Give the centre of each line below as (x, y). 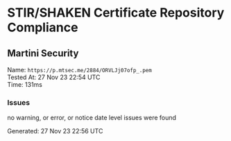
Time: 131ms (25, 84)
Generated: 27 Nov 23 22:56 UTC (55, 131)
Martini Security (43, 53)
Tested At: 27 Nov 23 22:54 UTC (54, 77)
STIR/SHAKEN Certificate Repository (116, 13)
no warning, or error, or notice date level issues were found (92, 118)
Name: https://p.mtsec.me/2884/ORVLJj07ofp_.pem (80, 70)
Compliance (43, 27)
